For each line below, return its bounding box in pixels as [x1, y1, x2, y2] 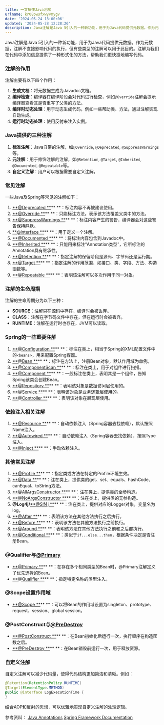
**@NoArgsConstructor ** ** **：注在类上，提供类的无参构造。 [12, 495, 141, 501]
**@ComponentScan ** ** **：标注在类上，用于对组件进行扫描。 [12, 364, 144, 370]
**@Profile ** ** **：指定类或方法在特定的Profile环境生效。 [12, 471, 132, 477]
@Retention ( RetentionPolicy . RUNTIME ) [5, 681, 82, 686]
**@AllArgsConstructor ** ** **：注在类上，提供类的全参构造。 [12, 489, 140, 495]
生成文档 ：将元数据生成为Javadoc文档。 [12, 88, 94, 94]
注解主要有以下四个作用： [5, 77, 57, 83]
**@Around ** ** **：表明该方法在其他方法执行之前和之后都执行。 [12, 526, 146, 532]
